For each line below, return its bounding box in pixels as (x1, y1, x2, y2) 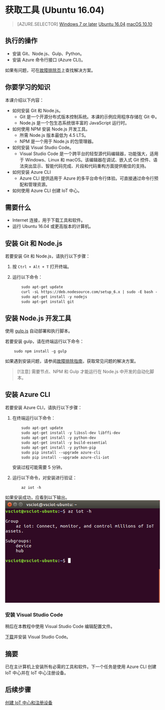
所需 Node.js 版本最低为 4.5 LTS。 (19, 132, 89, 138)
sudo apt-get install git (21, 299, 75, 304)
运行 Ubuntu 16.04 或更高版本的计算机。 (12, 224, 94, 229)
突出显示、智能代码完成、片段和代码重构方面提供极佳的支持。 (24, 163, 149, 169)
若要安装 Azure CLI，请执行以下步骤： (5, 404, 82, 410)
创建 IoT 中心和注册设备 (5, 700, 53, 706)
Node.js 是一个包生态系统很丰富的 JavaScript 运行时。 (19, 120, 130, 126)
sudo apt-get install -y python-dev (21, 435, 96, 440)
